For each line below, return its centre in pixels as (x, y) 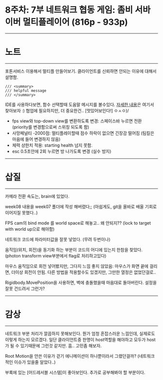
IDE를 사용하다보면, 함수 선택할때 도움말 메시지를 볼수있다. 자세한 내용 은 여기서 (80, 104)
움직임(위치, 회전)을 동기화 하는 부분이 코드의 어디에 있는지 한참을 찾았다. (74, 250)
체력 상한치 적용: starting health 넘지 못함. (52, 145)
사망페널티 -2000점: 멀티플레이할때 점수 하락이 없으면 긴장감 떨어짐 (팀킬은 (83, 133)
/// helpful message (26, 90)
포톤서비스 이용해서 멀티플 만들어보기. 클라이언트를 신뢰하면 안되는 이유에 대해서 (81, 71)
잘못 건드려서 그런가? (25, 288)
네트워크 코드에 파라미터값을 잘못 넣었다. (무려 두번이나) (58, 239)
